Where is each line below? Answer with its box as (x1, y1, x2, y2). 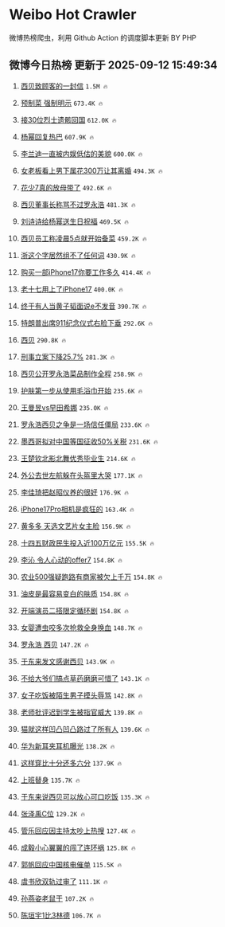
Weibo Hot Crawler (9, 6, 137, 24)
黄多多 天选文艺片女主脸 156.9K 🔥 (20, 521, 131, 530)
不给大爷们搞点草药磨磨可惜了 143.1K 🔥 (20, 673, 150, 683)
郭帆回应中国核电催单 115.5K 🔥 (20, 859, 122, 869)
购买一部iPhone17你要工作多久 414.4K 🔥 (20, 267, 152, 276)
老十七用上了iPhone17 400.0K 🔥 (20, 284, 124, 294)
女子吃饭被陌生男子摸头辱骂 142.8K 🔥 (20, 690, 143, 700)
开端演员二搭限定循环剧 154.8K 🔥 (20, 605, 130, 615)
